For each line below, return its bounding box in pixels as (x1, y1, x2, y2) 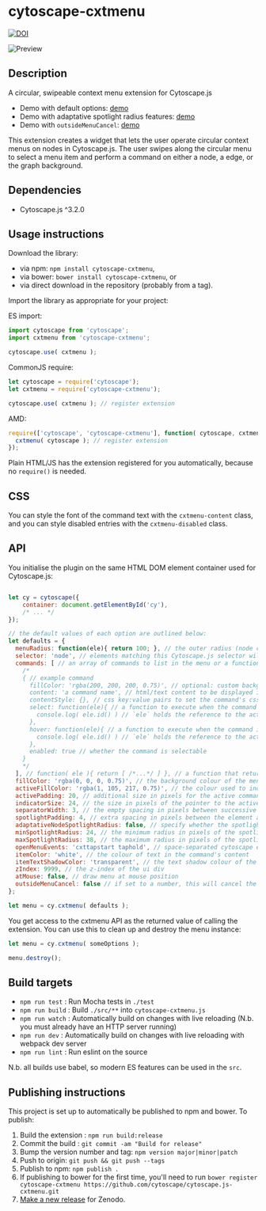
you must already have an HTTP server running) (19, 1022, 177, 1031)
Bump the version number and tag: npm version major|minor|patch (19, 1147, 238, 1157)
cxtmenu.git (19, 1188, 59, 1196)
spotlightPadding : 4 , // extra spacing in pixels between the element (15, 814, 253, 822)
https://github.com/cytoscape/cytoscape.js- (83, 1181, 234, 1189)
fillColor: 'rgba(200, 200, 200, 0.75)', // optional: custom (28, 681, 239, 689)
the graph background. (8, 161, 83, 170)
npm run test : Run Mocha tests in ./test (19, 997, 154, 1007)
